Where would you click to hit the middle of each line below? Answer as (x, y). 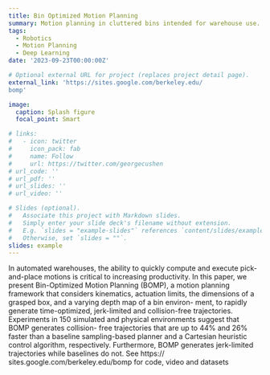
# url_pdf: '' (32, 179)
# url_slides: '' (37, 186)
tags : (17, 31)
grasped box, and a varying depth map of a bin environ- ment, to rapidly (128, 303)
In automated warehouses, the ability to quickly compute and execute (123, 268)
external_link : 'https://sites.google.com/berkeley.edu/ (106, 82)
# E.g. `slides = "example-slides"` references (93, 230)
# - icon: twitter (43, 141)
